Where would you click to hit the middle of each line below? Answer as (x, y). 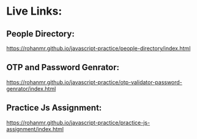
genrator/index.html (31, 88)
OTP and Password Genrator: (63, 67)
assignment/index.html (35, 129)
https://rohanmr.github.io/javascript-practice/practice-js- (78, 123)
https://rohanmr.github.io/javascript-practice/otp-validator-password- (94, 82)
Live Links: (34, 11)
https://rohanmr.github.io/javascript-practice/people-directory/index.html (98, 48)
